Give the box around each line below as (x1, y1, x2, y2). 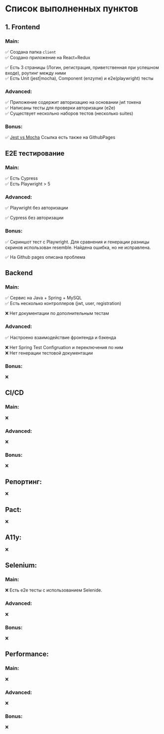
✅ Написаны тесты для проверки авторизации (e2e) (5, 105, 116, 111)
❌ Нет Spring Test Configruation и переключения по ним (5, 344, 123, 350)
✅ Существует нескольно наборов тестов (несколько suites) (5, 110, 133, 117)
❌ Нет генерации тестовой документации (5, 350, 93, 356)
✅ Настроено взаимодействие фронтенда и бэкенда (5, 334, 117, 340)
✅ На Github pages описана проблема (5, 254, 85, 260)
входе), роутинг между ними (5, 70, 66, 76)
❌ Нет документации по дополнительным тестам (5, 310, 109, 316)
